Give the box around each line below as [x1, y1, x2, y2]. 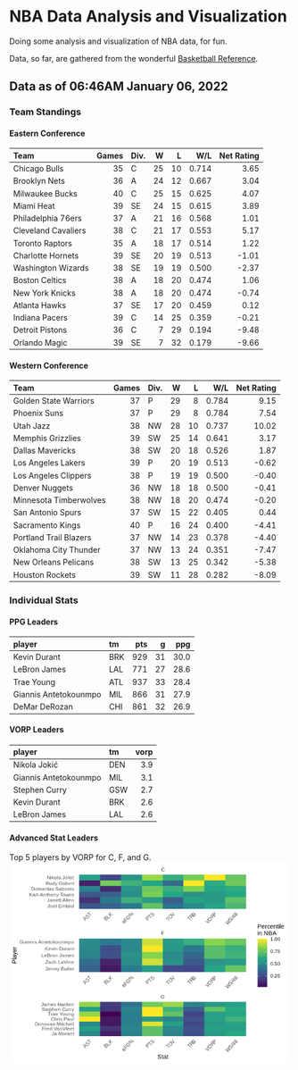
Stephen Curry [12, 784, 67, 795]
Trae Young [12, 676, 56, 687]
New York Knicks [12, 288, 76, 298]
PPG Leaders [9, 616, 59, 627]
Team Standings [9, 105, 82, 118]
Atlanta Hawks [12, 299, 67, 310]
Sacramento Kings [12, 520, 81, 531]
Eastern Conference [9, 128, 86, 138]
